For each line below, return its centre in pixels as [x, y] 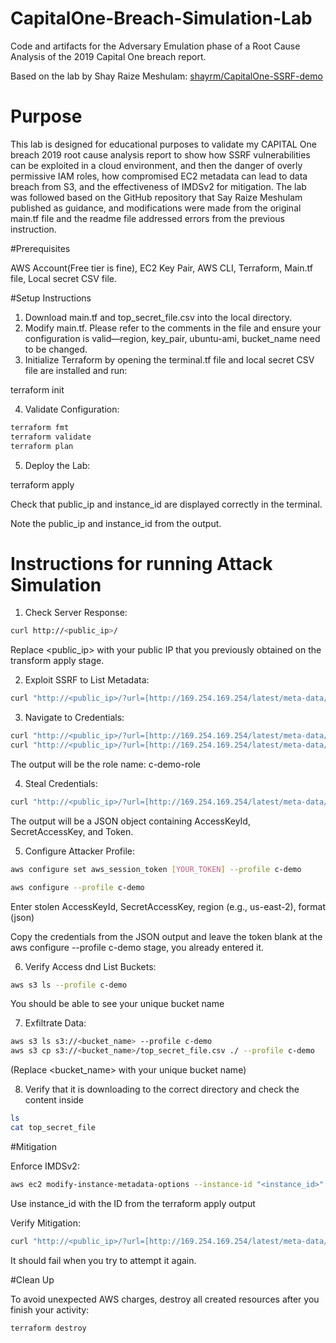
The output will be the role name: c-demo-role [105, 764]
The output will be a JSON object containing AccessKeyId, [130, 821]
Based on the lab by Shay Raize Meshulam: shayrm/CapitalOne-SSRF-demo [166, 76]
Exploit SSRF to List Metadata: [87, 680]
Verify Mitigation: [46, 1223]
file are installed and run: [76, 370]
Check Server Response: [76, 613]
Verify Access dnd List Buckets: [90, 966]
